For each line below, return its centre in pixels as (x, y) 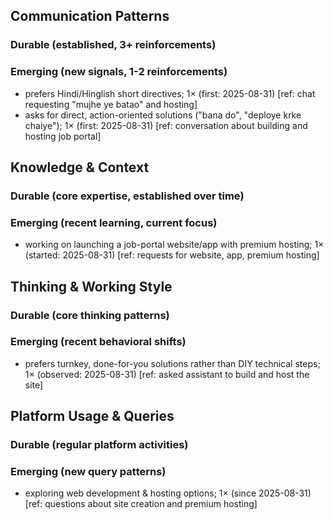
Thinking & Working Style (91, 286)
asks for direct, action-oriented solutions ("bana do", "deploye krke (163, 115)
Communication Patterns (90, 16)
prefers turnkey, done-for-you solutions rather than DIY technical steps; (172, 363)
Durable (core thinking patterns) (90, 315)
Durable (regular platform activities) (99, 445)
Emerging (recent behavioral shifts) (98, 342)
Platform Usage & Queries (92, 416)
